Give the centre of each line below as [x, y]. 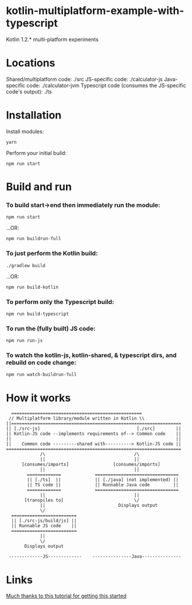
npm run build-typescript [37, 314]
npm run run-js [25, 341]
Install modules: [25, 131]
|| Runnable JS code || [44, 526]
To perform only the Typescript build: [60, 302]
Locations [31, 63]
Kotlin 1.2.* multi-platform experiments [53, 39]
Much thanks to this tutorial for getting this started [66, 596]
